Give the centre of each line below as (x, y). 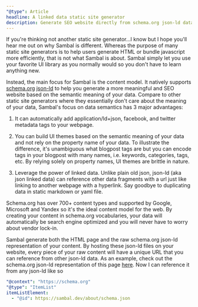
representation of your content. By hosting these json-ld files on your (90, 246)
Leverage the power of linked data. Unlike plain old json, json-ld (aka (98, 173)
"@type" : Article (27, 12)
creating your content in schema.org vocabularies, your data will (84, 215)
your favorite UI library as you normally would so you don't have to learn (94, 64)
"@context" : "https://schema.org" (49, 282)
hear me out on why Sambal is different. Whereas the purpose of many (92, 45)
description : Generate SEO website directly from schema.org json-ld (93, 22)
